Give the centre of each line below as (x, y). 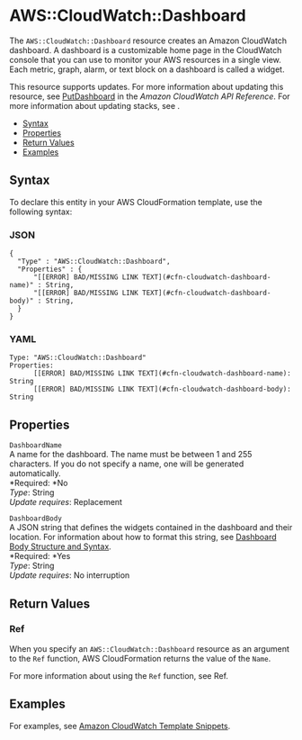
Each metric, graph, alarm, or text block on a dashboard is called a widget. (147, 69)
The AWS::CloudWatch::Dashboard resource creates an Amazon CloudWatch (148, 41)
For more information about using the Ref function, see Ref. (119, 675)
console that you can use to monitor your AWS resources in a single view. (145, 59)
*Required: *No (39, 483)
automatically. (35, 474)
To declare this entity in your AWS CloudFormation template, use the (136, 202)
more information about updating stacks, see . (95, 105)
